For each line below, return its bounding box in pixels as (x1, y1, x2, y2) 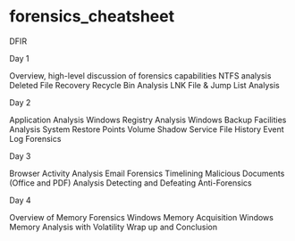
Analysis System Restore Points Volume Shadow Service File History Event (9, 123, 284, 135)
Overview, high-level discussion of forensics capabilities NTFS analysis (9, 70, 272, 81)
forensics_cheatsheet (9, 6, 175, 27)
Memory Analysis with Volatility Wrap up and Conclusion (9, 221, 218, 232)
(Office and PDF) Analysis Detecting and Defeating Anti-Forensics (9, 177, 252, 188)
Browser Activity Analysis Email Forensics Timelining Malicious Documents (9, 168, 285, 179)
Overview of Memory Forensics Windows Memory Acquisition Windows (9, 212, 274, 222)
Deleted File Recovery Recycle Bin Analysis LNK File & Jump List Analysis (9, 79, 280, 90)
